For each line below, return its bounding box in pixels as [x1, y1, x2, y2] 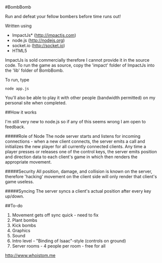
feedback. [5, 124, 25, 130]
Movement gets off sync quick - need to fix [12, 212, 99, 218]
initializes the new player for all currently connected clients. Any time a [5, 144, 146, 149]
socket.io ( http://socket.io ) [12, 43, 65, 48]
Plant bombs [12, 217, 37, 223]
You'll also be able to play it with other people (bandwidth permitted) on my [5, 95, 156, 100]
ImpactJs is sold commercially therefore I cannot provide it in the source [5, 57, 149, 63]
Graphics [12, 228, 31, 233]
